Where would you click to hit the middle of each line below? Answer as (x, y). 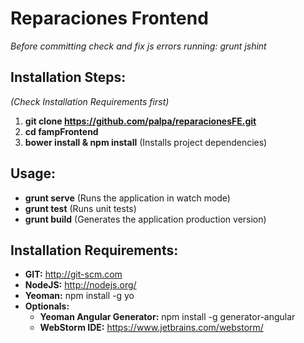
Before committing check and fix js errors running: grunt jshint (138, 46)
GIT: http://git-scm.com (73, 274)
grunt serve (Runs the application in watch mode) (127, 198)
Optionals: (47, 306)
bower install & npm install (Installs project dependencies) (146, 142)
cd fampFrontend (61, 131)
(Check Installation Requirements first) (90, 101)
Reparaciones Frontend (109, 18)
